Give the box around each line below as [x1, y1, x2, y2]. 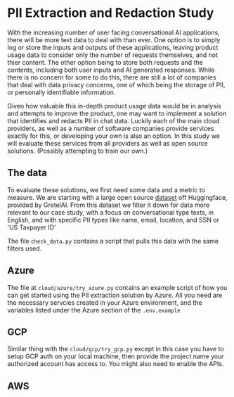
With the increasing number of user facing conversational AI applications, [7, 28, 220, 37]
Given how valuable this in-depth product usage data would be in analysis [7, 101, 221, 110]
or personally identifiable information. [7, 88, 116, 96]
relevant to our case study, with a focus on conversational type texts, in [7, 208, 214, 216]
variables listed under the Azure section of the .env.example [7, 305, 181, 314]
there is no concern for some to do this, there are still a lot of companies [7, 73, 216, 82]
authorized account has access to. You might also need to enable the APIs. [7, 360, 224, 368]
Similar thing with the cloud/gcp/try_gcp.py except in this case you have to [7, 345, 225, 353]
